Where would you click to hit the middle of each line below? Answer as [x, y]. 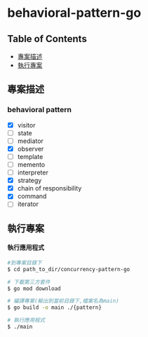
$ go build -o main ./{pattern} [54, 308]
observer [31, 149]
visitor [26, 125]
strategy [29, 181]
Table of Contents [47, 39]
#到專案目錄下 [25, 263]
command [32, 196]
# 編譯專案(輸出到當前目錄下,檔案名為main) [63, 301]
